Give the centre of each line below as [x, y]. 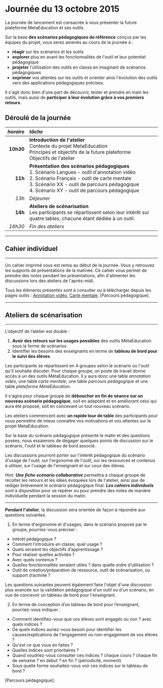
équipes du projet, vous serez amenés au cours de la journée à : [69, 42]
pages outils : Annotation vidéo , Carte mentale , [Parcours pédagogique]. [78, 295]
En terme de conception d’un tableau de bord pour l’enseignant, [76, 605]
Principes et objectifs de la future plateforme [80, 152]
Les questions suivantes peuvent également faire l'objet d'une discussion [78, 585]
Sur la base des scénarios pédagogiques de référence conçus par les [76, 37]
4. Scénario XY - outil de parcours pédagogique [84, 190]
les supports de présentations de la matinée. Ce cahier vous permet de [76, 270]
